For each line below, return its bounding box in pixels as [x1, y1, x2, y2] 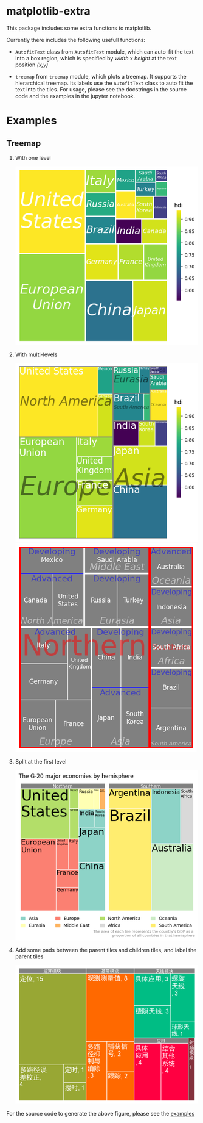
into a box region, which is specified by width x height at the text [15, 54, 177, 62]
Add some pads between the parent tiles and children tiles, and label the [15, 946, 197, 953]
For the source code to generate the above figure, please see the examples [6, 1110, 195, 1117]
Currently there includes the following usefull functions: [6, 36, 146, 43]
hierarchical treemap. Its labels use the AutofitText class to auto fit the [15, 79, 193, 87]
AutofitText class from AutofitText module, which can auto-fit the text [15, 48, 194, 56]
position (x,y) [15, 61, 49, 68]
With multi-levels [15, 351, 58, 358]
